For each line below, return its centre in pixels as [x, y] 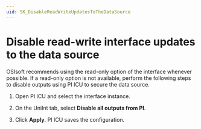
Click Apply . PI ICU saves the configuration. [70, 119]
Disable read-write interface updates [101, 41]
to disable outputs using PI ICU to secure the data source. [78, 84]
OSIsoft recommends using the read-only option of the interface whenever [99, 71]
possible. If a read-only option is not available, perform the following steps [99, 78]
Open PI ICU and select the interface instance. [73, 96]
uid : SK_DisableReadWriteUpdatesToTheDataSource [69, 12]
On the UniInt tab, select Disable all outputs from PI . [80, 108]
